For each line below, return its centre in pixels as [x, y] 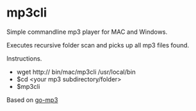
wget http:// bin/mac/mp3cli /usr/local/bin [76, 72]
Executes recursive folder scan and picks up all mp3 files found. [98, 45]
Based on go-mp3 [32, 100]
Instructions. [24, 58]
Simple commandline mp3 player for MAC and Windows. [87, 32]
